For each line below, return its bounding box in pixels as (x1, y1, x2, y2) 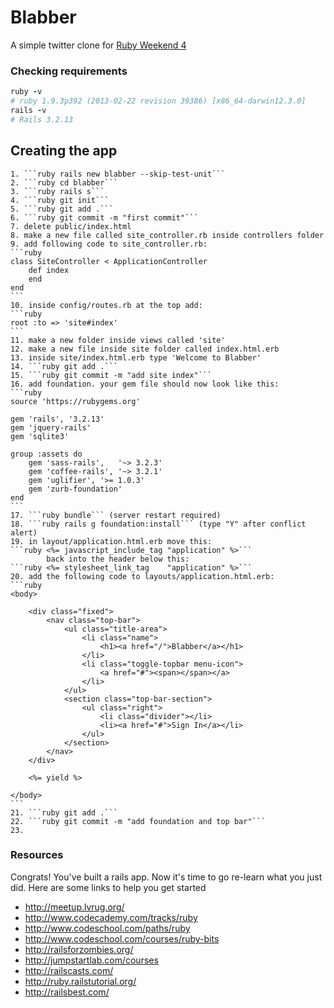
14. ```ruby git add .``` (10, 361, 118, 371)
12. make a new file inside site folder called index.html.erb (10, 344, 280, 354)
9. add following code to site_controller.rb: (10, 239, 208, 249)
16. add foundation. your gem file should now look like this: (10, 379, 280, 389)
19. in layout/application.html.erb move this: (10, 536, 213, 546)
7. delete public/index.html (10, 221, 132, 231)
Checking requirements (10, 64, 128, 78)
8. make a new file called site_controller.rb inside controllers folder (10, 230, 325, 240)
